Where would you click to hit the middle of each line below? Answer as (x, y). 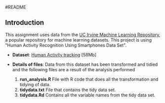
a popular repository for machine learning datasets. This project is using (79, 40)
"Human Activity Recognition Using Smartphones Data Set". (66, 45)
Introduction (25, 23)
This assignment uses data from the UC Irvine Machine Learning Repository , (83, 35)
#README (16, 7)
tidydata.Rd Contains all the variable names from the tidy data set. (87, 95)
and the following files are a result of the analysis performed (74, 69)
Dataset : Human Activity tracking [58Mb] (54, 54)
